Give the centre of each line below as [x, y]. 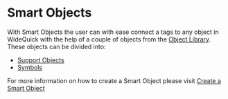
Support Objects [41, 60]
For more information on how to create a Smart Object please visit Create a [114, 80]
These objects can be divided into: [56, 46]
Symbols [30, 67]
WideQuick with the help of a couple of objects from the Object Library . [109, 39]
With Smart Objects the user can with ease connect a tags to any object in [113, 32]
